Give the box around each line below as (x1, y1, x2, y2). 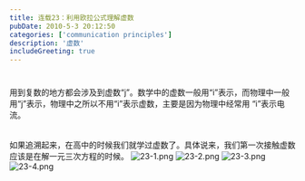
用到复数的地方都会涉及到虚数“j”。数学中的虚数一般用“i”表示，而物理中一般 (9, 87, 290, 98)
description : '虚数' (9, 38, 84, 48)
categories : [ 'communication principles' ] (9, 30, 172, 39)
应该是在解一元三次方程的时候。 (9, 151, 129, 162)
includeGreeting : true (9, 47, 95, 56)
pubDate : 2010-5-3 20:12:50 (9, 22, 116, 31)
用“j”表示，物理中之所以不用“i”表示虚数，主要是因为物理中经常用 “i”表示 (9, 99, 278, 110)
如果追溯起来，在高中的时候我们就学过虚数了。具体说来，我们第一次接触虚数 (9, 139, 296, 150)
